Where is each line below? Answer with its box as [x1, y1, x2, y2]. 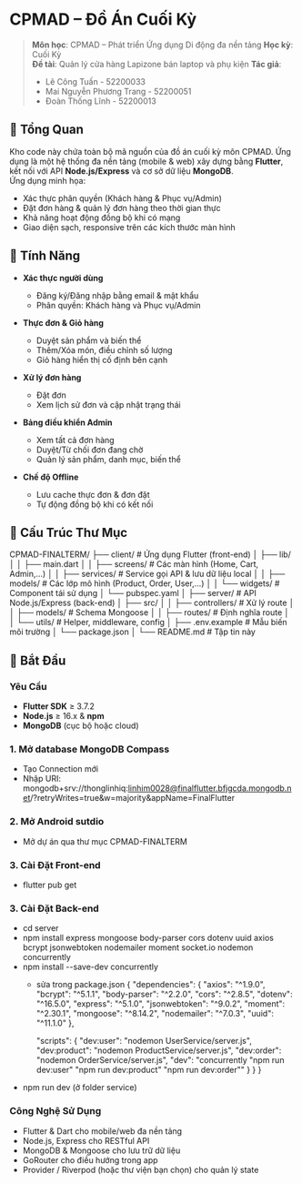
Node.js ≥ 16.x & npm [22, 711, 105, 722]
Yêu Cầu [9, 680, 47, 693]
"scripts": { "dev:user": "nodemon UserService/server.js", [35, 1036, 252, 1047]
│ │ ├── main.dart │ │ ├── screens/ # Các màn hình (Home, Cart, [9, 559, 259, 570]
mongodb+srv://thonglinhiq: [22, 783, 129, 794]
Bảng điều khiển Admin [22, 417, 113, 428]
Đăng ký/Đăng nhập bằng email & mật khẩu [35, 289, 199, 300]
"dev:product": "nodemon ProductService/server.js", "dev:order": [35, 1045, 282, 1056]
